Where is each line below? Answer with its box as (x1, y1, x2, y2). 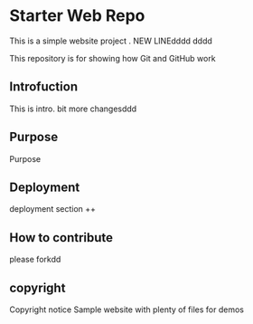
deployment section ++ (9, 204, 97, 214)
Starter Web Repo (9, 5, 145, 26)
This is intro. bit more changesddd (9, 103, 137, 114)
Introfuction (9, 79, 79, 95)
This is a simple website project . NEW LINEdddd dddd (9, 35, 212, 46)
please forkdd (9, 254, 61, 265)
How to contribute (9, 230, 114, 245)
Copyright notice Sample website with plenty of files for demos (9, 304, 244, 315)
